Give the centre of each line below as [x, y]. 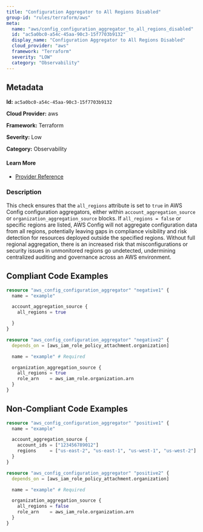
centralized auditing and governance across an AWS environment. [89, 257]
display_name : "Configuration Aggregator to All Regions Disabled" [99, 40]
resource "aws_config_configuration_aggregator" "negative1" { [88, 290]
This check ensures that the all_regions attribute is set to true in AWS [95, 205]
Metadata [25, 87]
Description [24, 192]
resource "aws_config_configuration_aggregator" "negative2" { [88, 340]
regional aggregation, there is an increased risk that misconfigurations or [97, 244]
